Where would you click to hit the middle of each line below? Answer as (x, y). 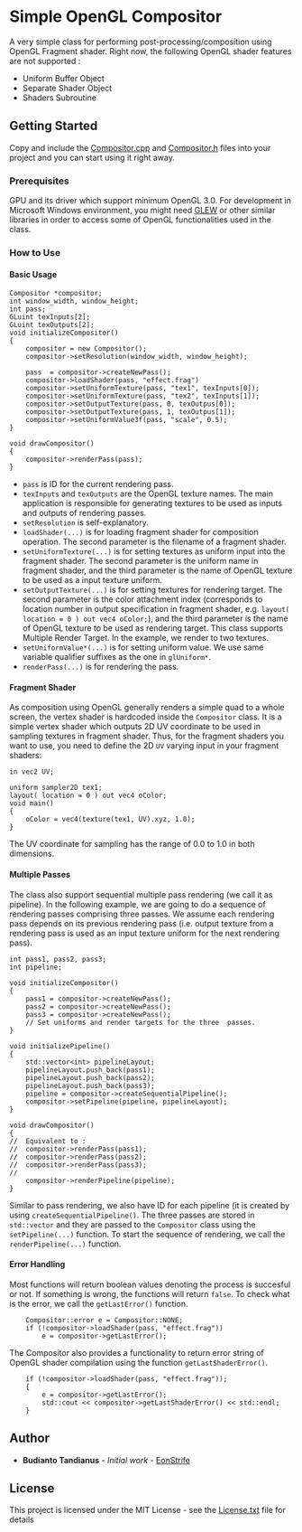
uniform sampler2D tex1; (56, 788)
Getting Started (54, 126)
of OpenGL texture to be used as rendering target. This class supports (153, 628)
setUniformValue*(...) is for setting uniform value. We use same (143, 647)
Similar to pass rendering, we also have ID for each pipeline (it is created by (150, 1205)
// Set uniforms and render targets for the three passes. (141, 1022)
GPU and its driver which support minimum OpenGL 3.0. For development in (150, 201)
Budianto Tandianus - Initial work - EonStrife (106, 1460)
